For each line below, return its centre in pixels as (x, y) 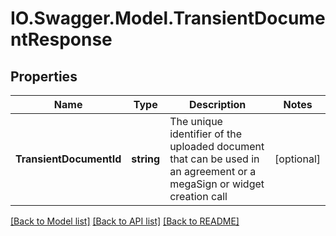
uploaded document (217, 146)
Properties (44, 76)
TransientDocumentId (68, 159)
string (146, 159)
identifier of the (205, 134)
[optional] (297, 159)
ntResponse (61, 39)
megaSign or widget (217, 184)
